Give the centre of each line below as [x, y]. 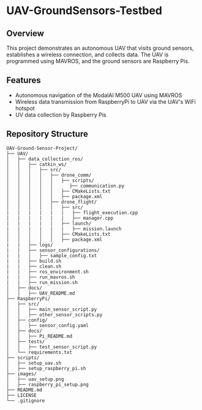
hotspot [25, 108]
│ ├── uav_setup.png [35, 379]
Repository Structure [47, 134]
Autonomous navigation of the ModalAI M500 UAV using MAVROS [99, 95]
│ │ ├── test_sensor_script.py [52, 347]
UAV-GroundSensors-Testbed [84, 11]
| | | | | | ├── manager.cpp [60, 218]
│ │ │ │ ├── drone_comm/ [49, 175]
